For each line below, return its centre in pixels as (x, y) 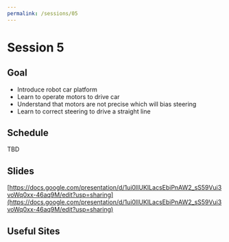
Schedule (28, 133)
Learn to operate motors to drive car (68, 96)
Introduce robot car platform (57, 89)
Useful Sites (34, 231)
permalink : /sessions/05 (43, 13)
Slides (21, 171)
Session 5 (36, 47)
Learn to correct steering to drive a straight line (84, 111)
